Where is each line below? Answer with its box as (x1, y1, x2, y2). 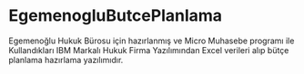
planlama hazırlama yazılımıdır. (8, 54, 124, 65)
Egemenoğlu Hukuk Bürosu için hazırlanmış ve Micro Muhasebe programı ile (8, 35, 295, 46)
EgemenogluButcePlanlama (8, 5, 223, 26)
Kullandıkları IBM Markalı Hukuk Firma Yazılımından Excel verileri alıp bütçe (8, 44, 289, 55)
